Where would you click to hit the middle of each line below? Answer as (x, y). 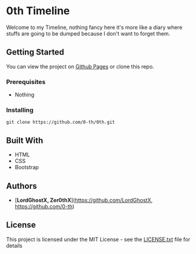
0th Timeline (38, 11)
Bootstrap (27, 168)
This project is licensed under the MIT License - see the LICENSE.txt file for (98, 239)
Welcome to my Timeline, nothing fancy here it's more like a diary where (94, 27)
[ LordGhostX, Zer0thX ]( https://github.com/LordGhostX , (83, 200)
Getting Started (35, 52)
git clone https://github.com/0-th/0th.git (61, 123)
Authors (22, 186)
